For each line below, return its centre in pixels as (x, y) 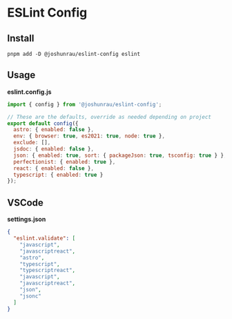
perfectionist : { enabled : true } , (65, 162)
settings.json (27, 220)
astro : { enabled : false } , (54, 130)
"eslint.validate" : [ (45, 238)
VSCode (25, 203)
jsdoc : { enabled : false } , (54, 149)
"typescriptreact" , (48, 271)
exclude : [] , (32, 143)
